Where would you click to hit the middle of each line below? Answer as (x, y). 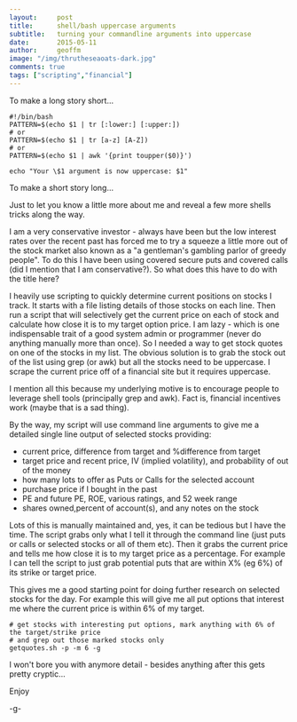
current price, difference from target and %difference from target (141, 451)
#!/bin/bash (31, 116)
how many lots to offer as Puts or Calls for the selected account (138, 480)
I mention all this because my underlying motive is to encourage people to (144, 388)
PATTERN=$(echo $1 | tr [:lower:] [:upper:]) (94, 124)
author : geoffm (45, 51)
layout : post (41, 17)
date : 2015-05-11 (53, 42)
